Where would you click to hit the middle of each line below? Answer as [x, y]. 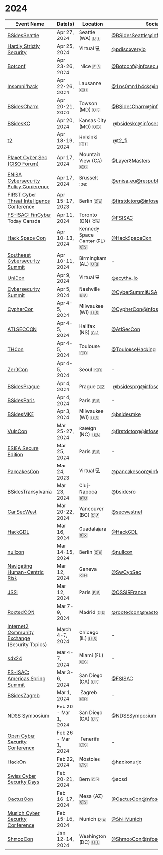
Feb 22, [65, 759]
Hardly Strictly [24, 46]
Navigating [20, 566]
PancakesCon [23, 471]
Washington [93, 836]
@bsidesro [123, 491]
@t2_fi [120, 140]
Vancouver [91, 508]
